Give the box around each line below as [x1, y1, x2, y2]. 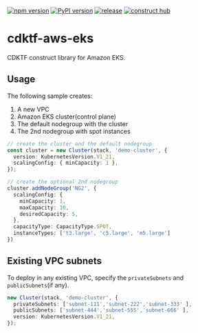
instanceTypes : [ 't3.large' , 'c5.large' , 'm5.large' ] [13, 230, 170, 237]
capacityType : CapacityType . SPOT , [13, 223, 112, 230]
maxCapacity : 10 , [19, 204, 69, 211]
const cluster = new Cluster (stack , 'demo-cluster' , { [7, 147, 168, 154]
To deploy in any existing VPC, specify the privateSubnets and [7, 273, 184, 282]
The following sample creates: [7, 92, 93, 100]
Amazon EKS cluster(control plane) [16, 112, 117, 121]
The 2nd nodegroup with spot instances [16, 127, 131, 135]
